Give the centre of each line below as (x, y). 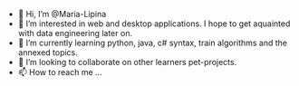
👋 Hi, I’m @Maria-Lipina (62, 14)
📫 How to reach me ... (60, 72)
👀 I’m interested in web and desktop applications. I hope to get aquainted (154, 24)
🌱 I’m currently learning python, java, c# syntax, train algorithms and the (153, 43)
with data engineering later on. (75, 33)
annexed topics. (48, 53)
